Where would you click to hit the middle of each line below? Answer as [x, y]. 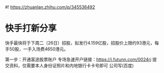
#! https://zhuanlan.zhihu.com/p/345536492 [50, 7]
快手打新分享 [31, 28]
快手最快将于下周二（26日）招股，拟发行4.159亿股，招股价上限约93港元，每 [82, 43]
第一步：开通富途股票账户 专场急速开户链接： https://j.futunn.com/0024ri [78, 59]
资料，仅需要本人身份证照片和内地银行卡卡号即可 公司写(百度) [71, 65]
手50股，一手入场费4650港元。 [37, 49]
